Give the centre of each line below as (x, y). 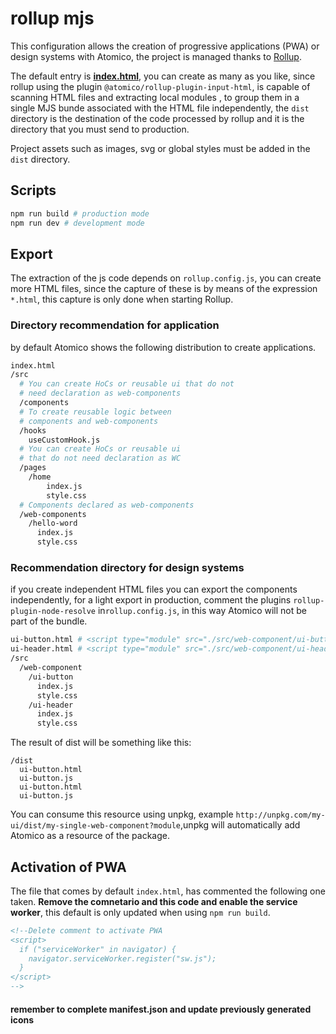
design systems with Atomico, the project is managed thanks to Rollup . (156, 56)
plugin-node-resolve (53, 612)
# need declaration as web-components (100, 393)
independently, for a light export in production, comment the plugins (151, 600)
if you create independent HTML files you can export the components (154, 589)
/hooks (33, 430)
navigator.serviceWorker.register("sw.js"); (122, 958)
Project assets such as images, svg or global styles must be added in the (160, 148)
